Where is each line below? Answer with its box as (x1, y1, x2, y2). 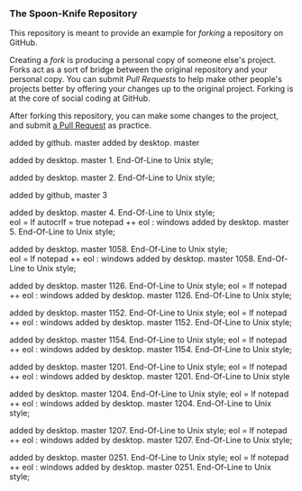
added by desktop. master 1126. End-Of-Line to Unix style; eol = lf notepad (9, 280, 288, 291)
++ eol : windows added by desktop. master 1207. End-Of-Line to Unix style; (9, 435, 293, 446)
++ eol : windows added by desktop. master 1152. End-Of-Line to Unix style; (9, 317, 293, 328)
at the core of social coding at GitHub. (9, 93, 151, 104)
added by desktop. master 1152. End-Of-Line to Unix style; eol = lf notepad (9, 307, 288, 318)
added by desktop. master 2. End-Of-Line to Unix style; (9, 172, 215, 183)
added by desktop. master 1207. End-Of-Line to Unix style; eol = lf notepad (9, 425, 288, 436)
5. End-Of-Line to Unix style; (9, 226, 115, 237)
